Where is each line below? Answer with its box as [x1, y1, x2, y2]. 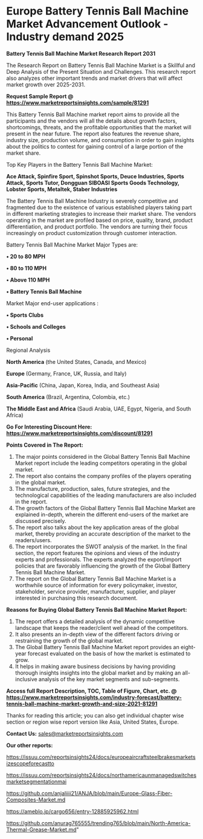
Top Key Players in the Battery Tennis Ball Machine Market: [6, 161, 153, 168]
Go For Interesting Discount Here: [6, 423, 92, 430]
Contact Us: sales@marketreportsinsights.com [6, 730, 124, 737]
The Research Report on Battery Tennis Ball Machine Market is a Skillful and [6, 62, 195, 69]
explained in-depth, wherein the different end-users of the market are [14, 511, 188, 518]
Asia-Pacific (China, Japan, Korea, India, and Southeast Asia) [6, 381, 160, 389]
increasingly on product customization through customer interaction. [6, 229, 177, 236]
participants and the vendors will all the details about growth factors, [6, 117, 177, 125]
